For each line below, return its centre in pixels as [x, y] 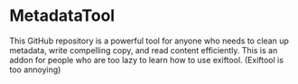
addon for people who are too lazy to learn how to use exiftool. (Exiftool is [147, 60]
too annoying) [35, 70]
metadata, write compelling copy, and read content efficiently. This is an [144, 50]
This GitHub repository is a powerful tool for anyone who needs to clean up [149, 41]
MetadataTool [62, 16]
